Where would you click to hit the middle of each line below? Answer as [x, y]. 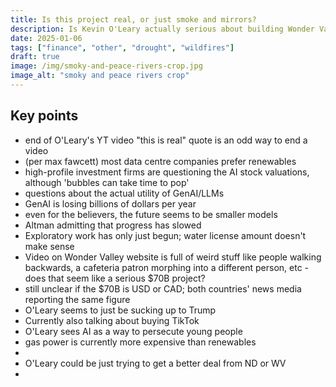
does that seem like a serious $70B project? [115, 278]
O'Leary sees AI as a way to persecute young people [133, 331]
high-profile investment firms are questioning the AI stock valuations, [167, 172]
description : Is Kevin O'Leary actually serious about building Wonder [162, 29]
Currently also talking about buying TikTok [112, 320]
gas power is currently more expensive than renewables [140, 342]
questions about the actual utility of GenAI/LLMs [124, 193]
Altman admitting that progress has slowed [113, 225]
